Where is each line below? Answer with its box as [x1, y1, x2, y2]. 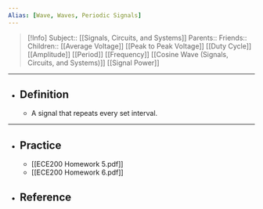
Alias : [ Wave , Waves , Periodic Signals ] [8, 11, 142, 20]
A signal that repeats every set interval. [31, 109, 158, 118]
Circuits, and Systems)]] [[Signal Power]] [27, 58, 160, 67]
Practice [19, 139, 62, 152]
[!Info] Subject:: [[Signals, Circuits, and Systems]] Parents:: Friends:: [27, 33, 247, 42]
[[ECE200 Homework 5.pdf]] [31, 160, 124, 169]
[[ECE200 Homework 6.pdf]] [31, 168, 124, 177]
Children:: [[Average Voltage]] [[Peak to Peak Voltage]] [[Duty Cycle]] [27, 41, 252, 51]
